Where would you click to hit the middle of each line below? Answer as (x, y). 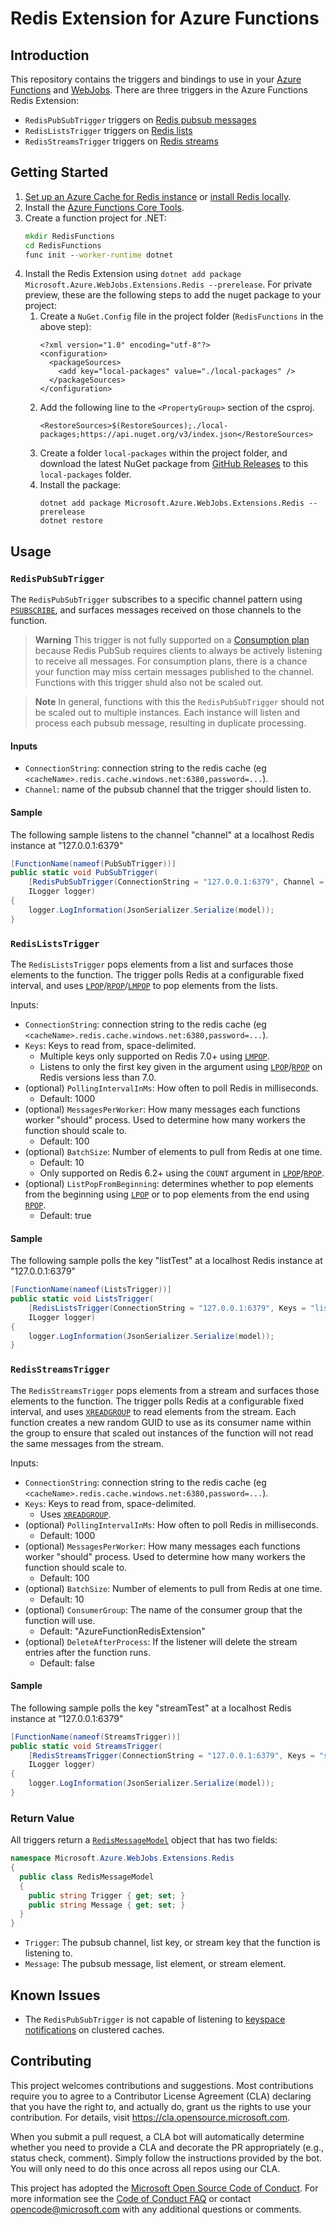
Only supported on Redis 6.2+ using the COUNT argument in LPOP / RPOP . (182, 1173)
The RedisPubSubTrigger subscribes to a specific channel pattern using (156, 599)
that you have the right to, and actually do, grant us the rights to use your (161, 2106)
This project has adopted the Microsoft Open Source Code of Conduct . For (164, 2188)
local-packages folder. (85, 474)
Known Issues (55, 1995)
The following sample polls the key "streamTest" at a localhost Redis (151, 1708)
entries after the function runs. (87, 1652)
